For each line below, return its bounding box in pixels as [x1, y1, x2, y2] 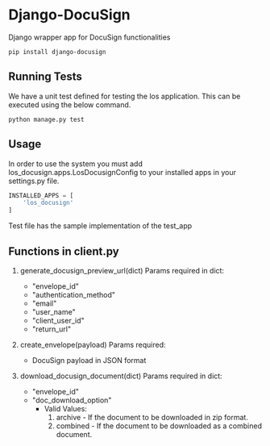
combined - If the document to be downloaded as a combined [56, 421, 262, 431]
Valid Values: [44, 404, 87, 413]
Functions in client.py [8, 244, 119, 258]
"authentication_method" [31, 290, 115, 299]
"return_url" [31, 324, 71, 334]
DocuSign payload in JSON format [31, 356, 147, 365]
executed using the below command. [8, 99, 131, 110]
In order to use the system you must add [8, 159, 143, 169]
